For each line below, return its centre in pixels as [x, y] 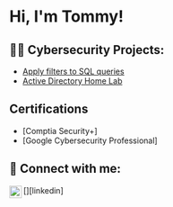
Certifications [49, 109]
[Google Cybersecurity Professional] [90, 140]
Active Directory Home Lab [72, 81]
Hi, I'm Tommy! [66, 17]
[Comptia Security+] [60, 130]
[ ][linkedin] [44, 190]
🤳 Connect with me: [65, 169]
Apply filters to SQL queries [73, 71]
